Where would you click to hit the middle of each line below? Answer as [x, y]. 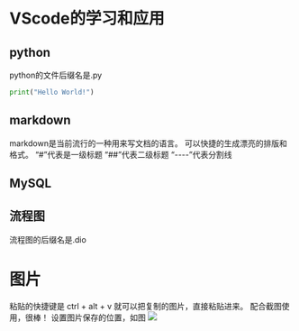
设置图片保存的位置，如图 [98, 317]
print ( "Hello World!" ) [52, 92]
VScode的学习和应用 [87, 18]
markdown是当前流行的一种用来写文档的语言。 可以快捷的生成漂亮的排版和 [149, 143]
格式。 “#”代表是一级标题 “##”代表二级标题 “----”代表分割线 [121, 154]
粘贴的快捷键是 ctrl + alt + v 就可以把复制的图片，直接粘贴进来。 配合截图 [145, 306]
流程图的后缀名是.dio [48, 239]
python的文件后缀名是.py [56, 75]
